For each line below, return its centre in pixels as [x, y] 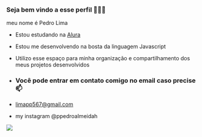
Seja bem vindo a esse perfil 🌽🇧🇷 [56, 10]
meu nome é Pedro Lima [37, 23]
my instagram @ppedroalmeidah [56, 116]
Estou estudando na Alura [48, 35]
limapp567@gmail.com [44, 104]
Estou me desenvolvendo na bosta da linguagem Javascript [91, 47]
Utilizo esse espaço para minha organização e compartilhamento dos [103, 58]
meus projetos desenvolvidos [52, 65]
